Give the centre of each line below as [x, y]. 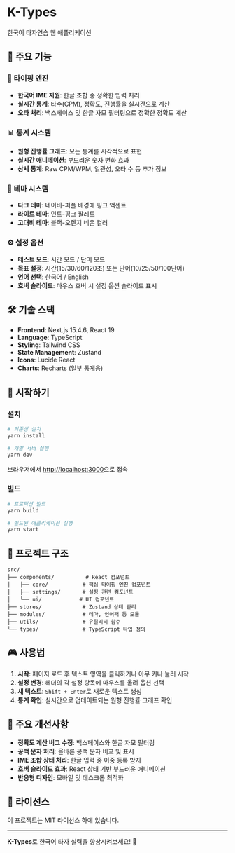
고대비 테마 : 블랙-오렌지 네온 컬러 [63, 223]
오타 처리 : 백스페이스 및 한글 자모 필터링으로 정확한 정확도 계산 [102, 112]
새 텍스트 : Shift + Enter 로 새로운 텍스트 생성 [79, 691]
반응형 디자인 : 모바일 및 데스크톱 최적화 [70, 777]
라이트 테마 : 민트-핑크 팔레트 [56, 214]
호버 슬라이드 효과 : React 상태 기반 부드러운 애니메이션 [92, 769]
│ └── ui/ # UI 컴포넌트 [61, 600]
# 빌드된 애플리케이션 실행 [40, 523]
